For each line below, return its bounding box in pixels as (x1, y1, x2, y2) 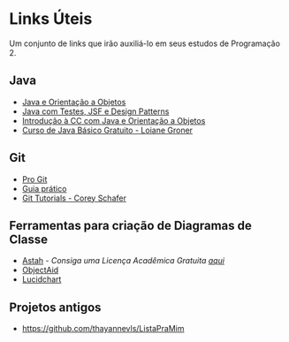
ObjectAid (21, 265, 59, 276)
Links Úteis (9, 9, 93, 29)
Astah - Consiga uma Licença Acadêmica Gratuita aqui (21, 255, 225, 266)
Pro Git (21, 173, 48, 185)
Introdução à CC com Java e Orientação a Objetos (21, 115, 206, 125)
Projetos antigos (9, 300, 102, 315)
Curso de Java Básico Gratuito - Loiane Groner (21, 125, 193, 135)
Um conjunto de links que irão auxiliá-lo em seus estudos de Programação (9, 38, 281, 49)
